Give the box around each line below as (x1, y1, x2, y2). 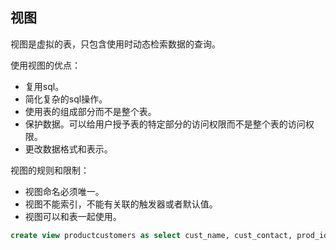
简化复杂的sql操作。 (24, 93, 108, 105)
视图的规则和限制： (10, 164, 90, 176)
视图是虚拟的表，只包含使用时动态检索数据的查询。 (10, 38, 221, 50)
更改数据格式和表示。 (24, 143, 113, 155)
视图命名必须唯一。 (24, 185, 105, 197)
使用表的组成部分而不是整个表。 (24, 105, 157, 117)
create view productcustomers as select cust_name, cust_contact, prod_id (10, 230, 329, 240)
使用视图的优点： (10, 59, 81, 71)
